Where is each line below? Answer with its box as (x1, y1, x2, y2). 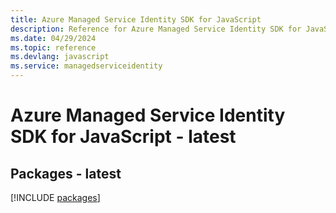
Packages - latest (10, 165, 122, 182)
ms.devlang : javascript (10, 52, 110, 62)
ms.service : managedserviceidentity (10, 61, 163, 71)
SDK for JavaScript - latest (10, 126, 237, 148)
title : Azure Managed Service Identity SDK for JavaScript (10, 14, 262, 25)
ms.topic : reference (10, 42, 97, 53)
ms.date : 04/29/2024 (10, 33, 97, 43)
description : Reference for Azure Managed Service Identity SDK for (10, 24, 302, 34)
